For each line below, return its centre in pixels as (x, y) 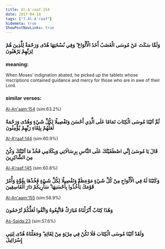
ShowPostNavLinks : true (30, 28)
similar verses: (24, 98)
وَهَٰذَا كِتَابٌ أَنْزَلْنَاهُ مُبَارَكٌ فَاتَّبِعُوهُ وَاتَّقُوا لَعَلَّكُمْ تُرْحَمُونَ (59, 210)
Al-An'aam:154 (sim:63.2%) (33, 109)
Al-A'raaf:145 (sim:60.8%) (32, 168)
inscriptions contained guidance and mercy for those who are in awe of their (83, 80)
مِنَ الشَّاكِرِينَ (19, 157)
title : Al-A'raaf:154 (28, 10)
